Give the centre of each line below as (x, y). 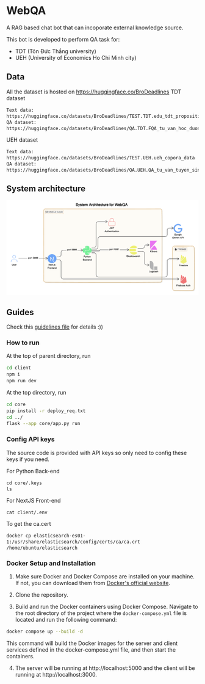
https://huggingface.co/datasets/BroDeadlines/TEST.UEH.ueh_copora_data (101, 158)
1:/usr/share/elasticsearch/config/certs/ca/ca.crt (73, 542)
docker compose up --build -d (45, 631)
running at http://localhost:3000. (56, 674)
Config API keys (31, 439)
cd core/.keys (24, 483)
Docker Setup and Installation (51, 563)
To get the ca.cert (29, 523)
